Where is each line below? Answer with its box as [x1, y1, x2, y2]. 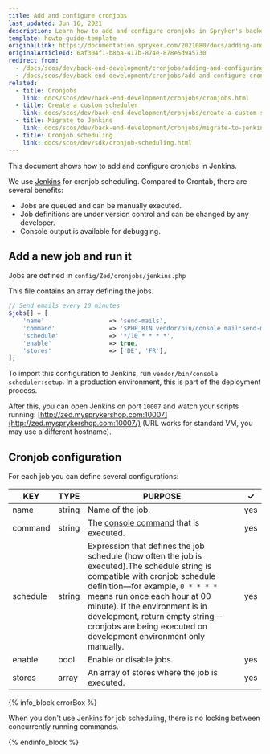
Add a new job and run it [8, 249, 133, 263]
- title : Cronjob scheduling [15, 131, 113, 139]
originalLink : [8, 42, 56, 50]
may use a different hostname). [8, 427, 112, 436]
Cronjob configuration [8, 450, 122, 464]
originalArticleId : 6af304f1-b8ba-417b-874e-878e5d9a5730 [8, 49, 207, 57]
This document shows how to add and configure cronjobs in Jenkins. [8, 161, 237, 170]
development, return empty [88, 611, 191, 622]
